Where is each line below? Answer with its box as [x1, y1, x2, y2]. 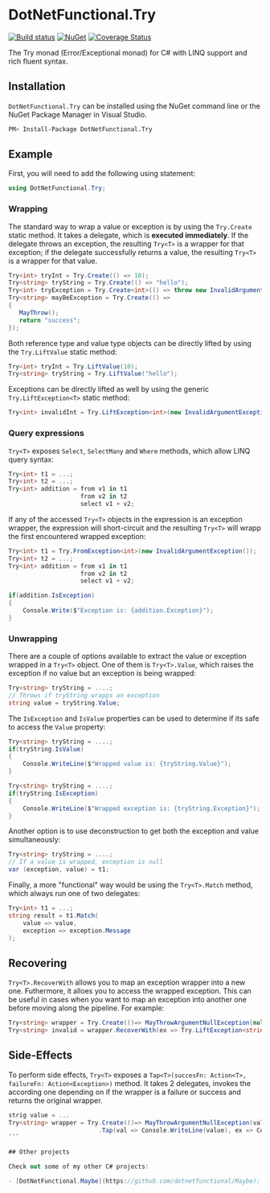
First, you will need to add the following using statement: [8, 169, 195, 179]
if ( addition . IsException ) [8, 591, 95, 600]
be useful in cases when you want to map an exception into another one [8, 995, 247, 1005]
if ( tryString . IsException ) [8, 789, 99, 797]
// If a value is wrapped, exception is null [8, 858, 163, 866]
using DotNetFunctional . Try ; [8, 184, 106, 192]
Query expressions [8, 428, 84, 439]
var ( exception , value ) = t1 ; [8, 866, 110, 874]
